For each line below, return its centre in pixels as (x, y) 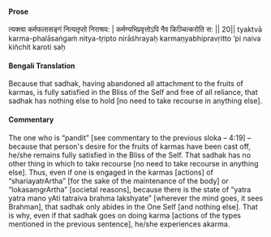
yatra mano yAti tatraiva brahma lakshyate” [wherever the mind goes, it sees (136, 198)
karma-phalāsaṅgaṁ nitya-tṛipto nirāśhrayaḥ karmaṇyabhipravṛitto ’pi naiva (135, 39)
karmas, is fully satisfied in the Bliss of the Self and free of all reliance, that (133, 93)
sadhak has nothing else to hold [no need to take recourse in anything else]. (135, 101)
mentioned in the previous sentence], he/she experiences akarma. (119, 224)
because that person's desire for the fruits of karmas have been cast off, (130, 146)
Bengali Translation (42, 66)
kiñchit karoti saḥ (37, 47)
